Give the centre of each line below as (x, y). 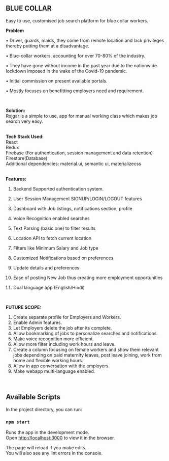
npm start (18, 422)
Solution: (16, 110)
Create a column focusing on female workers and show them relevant (86, 349)
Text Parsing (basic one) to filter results (54, 228)
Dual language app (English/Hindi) (49, 287)
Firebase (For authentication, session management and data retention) (79, 153)
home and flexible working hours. (48, 360)
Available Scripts (33, 397)
